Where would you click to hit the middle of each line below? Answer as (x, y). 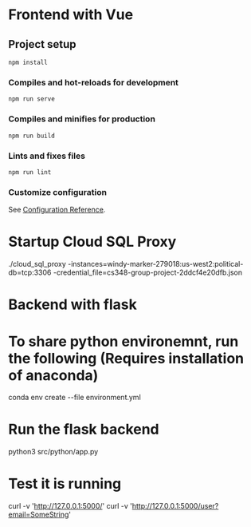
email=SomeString (39, 515)
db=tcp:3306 (30, 272)
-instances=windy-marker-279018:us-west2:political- (155, 264)
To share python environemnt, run (124, 341)
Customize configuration (58, 192)
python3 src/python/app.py (53, 452)
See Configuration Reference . (57, 210)
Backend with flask (73, 305)
